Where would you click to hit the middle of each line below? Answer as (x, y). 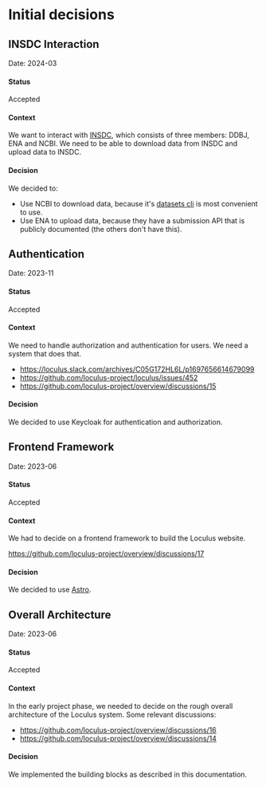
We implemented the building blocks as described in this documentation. (128, 774)
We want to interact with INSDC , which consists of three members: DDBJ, (129, 135)
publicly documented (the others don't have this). (101, 229)
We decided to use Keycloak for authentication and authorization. (115, 422)
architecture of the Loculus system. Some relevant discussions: (112, 714)
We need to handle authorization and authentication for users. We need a (128, 345)
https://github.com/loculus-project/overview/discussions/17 (106, 554)
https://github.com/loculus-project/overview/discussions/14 (118, 738)
